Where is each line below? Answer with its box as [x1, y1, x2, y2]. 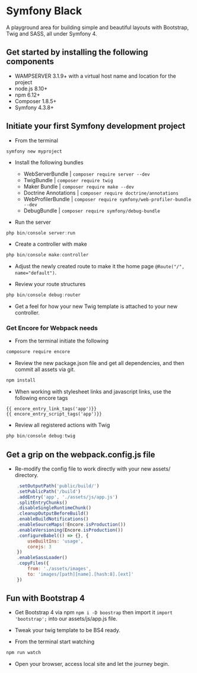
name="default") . [14, 269, 57, 277]
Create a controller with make [14, 240, 87, 247]
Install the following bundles [14, 158, 84, 166]
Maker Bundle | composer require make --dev [23, 183, 135, 190]
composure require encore [6, 349, 70, 355]
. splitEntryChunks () [17, 500, 68, 506]
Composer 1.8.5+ [14, 97, 57, 104]
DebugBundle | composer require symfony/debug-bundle [23, 207, 160, 214]
